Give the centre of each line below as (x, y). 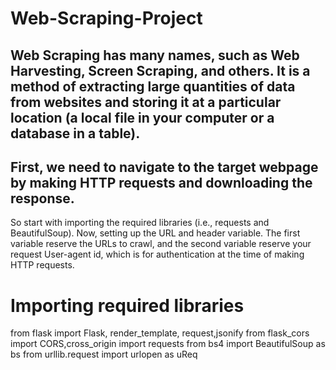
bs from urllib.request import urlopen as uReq (104, 354)
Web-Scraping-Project (106, 18)
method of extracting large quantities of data (153, 86)
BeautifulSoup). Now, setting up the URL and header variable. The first (155, 233)
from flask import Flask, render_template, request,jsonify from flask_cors (160, 333)
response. (42, 198)
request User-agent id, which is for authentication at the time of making (157, 254)
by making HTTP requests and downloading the (161, 182)
